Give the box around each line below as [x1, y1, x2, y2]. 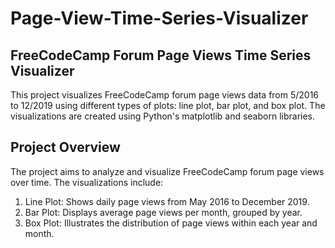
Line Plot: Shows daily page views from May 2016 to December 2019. [24, 195, 310, 207]
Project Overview [10, 139, 121, 156]
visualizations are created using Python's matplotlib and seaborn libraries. [10, 110, 316, 122]
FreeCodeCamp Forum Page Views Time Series [10, 47, 312, 64]
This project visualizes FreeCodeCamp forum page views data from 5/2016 [10, 89, 320, 101]
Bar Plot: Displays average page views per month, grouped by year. [24, 206, 303, 218]
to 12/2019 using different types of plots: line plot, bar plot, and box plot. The [10, 100, 326, 111]
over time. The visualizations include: [10, 176, 164, 188]
